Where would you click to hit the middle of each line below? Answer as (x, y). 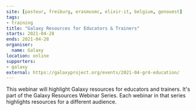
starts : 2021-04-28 (30, 34)
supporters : (21, 61)
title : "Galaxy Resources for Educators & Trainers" (73, 28)
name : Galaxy (28, 50)
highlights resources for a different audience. (62, 102)
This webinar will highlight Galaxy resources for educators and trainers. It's (98, 89)
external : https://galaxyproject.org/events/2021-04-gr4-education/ (93, 72)
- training (20, 23)
